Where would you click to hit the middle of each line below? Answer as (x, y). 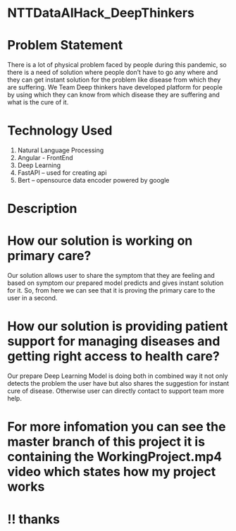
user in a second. (32, 298)
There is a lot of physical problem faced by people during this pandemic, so (117, 65)
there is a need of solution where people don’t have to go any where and (113, 73)
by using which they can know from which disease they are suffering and (113, 95)
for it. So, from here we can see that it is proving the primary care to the (111, 291)
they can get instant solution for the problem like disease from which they (114, 80)
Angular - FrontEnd (45, 158)
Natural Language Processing (61, 150)
